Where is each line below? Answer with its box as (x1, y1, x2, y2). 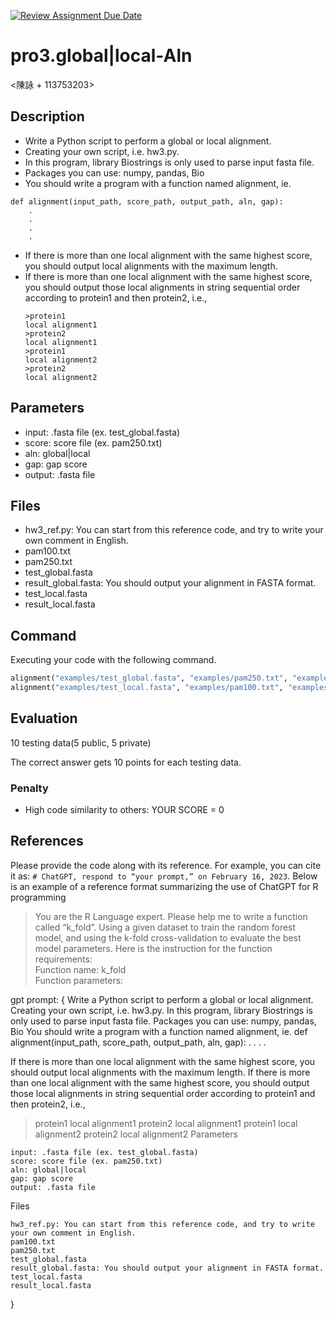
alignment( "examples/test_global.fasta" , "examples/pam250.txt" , (10, 673, 288, 684)
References (10, 833, 84, 850)
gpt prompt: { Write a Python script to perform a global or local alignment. (10, 993, 314, 1005)
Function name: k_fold (34, 963, 127, 975)
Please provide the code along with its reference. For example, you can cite (10, 859, 322, 871)
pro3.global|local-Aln (10, 45, 193, 67)
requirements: (34, 953, 93, 965)
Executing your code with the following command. (10, 654, 217, 666)
